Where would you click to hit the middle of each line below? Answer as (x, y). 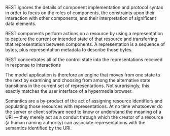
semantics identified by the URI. (39, 128)
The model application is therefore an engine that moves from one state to (83, 75)
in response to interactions (33, 65)
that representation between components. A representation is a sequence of (85, 44)
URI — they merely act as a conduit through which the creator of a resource (84, 117)
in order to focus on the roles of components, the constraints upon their (80, 13)
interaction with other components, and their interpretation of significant (81, 18)
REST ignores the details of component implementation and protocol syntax (84, 7)
